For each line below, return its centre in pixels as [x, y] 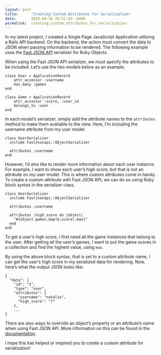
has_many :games [30, 85]
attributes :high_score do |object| [46, 215]
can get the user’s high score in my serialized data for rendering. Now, [75, 262]
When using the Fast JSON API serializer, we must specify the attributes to [80, 62]
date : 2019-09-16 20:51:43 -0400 [45, 18]
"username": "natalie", [42, 297]
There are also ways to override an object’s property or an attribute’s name [80, 323]
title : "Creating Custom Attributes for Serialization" [68, 14]
